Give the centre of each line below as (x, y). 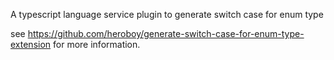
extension (31, 44)
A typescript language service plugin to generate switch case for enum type (167, 14)
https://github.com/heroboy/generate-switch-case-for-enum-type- (166, 33)
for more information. (97, 44)
